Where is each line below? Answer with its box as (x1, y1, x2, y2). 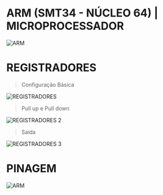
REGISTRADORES (6, 61, 96, 75)
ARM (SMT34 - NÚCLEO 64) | (6, 6, 159, 20)
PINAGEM (6, 162, 57, 175)
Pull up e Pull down (21, 105, 70, 112)
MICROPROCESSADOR (6, 19, 124, 33)
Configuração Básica (21, 81, 74, 88)
